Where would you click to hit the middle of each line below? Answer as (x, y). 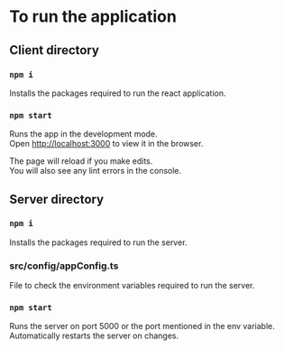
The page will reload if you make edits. (81, 161)
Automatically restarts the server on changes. (94, 336)
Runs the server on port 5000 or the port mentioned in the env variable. (142, 326)
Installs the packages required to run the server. (98, 242)
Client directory (54, 50)
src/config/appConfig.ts (64, 266)
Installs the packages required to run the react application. (118, 93)
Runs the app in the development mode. (83, 134)
